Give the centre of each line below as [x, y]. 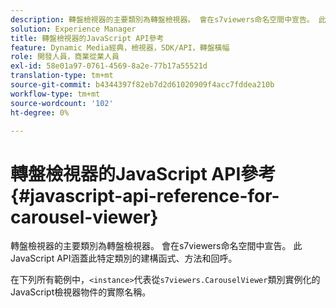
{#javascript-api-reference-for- [145, 195]
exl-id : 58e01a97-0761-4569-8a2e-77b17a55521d [109, 66]
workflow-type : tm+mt [55, 94]
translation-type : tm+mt [62, 76]
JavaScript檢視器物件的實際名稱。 [81, 292]
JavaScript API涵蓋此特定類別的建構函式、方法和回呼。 [124, 258]
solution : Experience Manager [73, 29]
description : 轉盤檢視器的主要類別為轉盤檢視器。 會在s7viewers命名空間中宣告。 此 [168, 19]
